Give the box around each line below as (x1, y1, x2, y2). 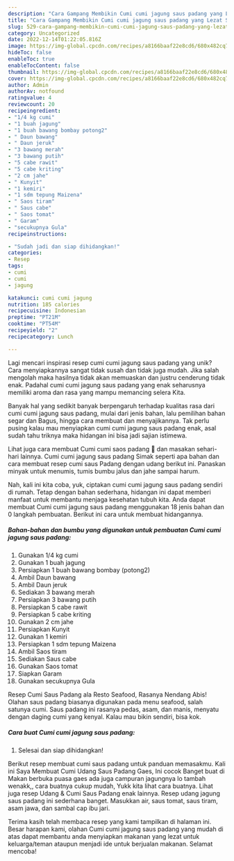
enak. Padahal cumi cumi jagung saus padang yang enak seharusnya (8, 380, 206, 389)
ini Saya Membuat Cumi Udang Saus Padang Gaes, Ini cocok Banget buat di (8, 767, 225, 775)
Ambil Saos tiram (17, 647, 67, 656)
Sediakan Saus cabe (17, 654, 77, 662)
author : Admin (8, 82, 49, 88)
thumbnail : (8, 68, 40, 75)
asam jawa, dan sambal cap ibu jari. (8, 804, 110, 812)
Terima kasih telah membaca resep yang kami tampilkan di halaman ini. (8, 817, 212, 825)
